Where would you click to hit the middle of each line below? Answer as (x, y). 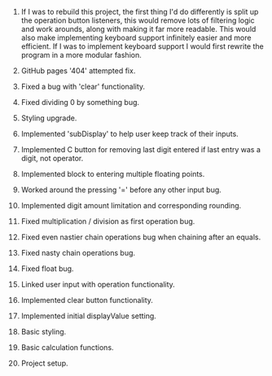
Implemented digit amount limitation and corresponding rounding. (131, 205)
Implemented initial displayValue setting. (89, 316)
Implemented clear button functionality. (87, 300)
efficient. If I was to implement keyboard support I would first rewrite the (142, 46)
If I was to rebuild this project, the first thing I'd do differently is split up (140, 12)
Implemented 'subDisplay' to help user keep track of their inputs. (129, 134)
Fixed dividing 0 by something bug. (80, 102)
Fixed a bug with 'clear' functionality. (83, 86)
